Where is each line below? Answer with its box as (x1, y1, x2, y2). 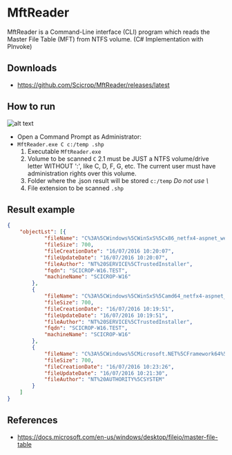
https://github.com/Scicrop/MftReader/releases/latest (17, 81, 171, 89)
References (7, 414, 58, 426)
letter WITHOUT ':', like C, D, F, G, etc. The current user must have (27, 162, 216, 170)
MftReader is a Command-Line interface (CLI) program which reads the (7, 28, 211, 36)
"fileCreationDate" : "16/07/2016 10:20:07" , (43, 247, 175, 255)
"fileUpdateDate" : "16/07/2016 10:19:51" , (43, 312, 168, 319)
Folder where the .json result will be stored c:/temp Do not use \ (27, 176, 209, 184)
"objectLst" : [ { (19, 229, 67, 235)
